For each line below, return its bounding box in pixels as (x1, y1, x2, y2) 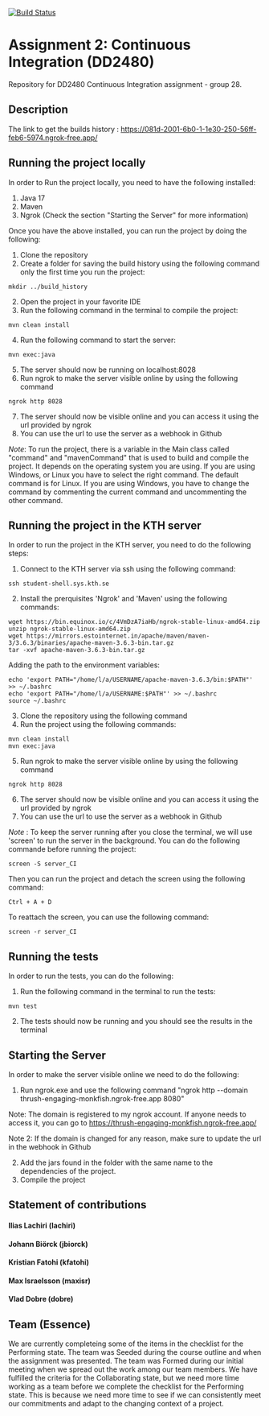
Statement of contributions (8, 1198, 147, 1212)
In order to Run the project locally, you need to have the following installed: (8, 177, 256, 187)
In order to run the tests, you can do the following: (8, 971, 174, 981)
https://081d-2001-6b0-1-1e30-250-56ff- (120, 124, 257, 134)
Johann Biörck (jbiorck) (8, 1239, 88, 1249)
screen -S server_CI (8, 860, 78, 869)
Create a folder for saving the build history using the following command (19, 258, 259, 268)
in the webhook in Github (8, 1142, 92, 1151)
